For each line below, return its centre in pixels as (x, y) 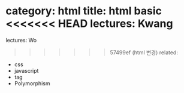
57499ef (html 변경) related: (144, 52)
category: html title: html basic (84, 11)
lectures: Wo (21, 40)
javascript (26, 70)
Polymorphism (32, 83)
